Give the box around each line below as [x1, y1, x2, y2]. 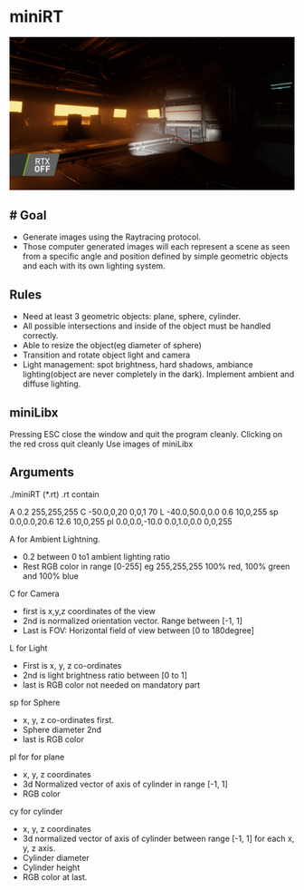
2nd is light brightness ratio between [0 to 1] [22, 670, 188, 680]
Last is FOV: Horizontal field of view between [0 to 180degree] [22, 624, 255, 636]
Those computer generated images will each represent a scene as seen [22, 241, 290, 252]
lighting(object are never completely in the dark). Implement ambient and [22, 369, 295, 380]
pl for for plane [9, 751, 65, 762]
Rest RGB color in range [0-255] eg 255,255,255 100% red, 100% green [22, 561, 290, 572]
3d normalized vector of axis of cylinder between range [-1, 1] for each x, [22, 833, 295, 844]
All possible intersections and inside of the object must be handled [22, 320, 271, 332]
